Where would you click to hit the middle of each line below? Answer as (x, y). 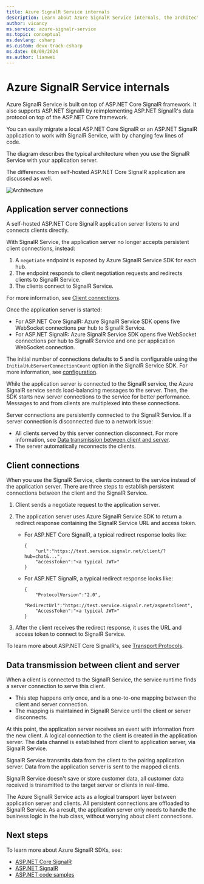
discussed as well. (29, 178)
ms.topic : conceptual (34, 35)
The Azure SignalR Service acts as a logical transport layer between (91, 797)
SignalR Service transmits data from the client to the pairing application (95, 760)
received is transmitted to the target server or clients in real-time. (88, 785)
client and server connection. (52, 704)
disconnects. (31, 717)
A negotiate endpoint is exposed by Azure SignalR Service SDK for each (106, 260)
